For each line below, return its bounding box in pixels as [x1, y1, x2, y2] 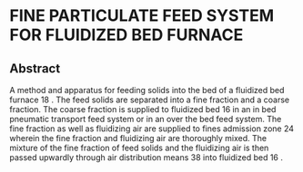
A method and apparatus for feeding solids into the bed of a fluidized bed [9, 85, 285, 95]
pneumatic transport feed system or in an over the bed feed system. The [9, 114, 282, 124]
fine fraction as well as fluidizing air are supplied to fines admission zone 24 [9, 123, 294, 134]
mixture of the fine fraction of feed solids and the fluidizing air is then [9, 142, 269, 153]
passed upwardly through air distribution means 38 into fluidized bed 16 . [9, 152, 284, 163]
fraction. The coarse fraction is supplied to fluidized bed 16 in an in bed [9, 104, 277, 114]
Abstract [9, 61, 61, 76]
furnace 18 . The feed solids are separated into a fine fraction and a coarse [9, 94, 290, 105]
